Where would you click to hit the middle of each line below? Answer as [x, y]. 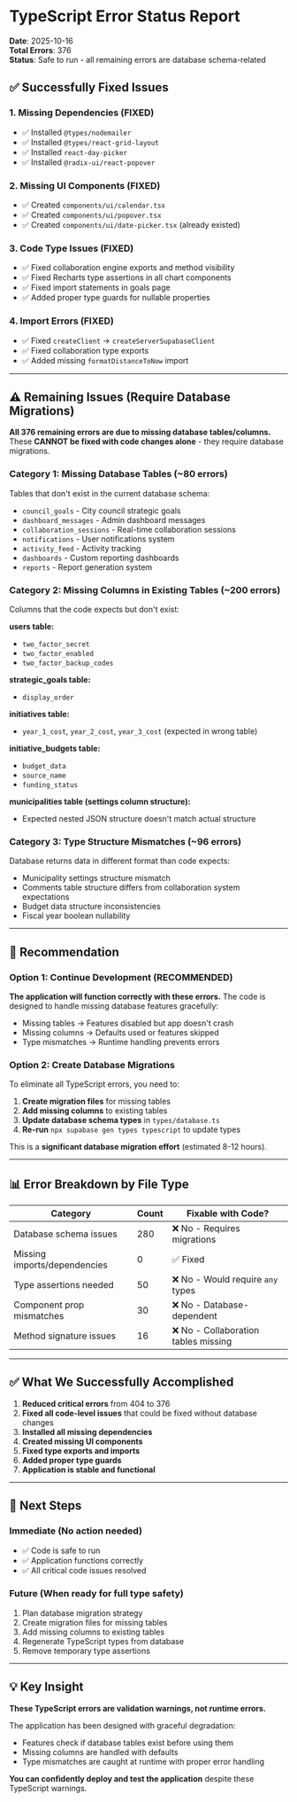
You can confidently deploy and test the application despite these [132, 1778]
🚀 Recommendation [64, 952]
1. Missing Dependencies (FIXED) [82, 113]
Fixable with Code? [228, 1213]
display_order [48, 698]
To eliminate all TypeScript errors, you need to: [94, 1084]
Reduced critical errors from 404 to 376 [96, 1403]
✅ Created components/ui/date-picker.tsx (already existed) [131, 224]
